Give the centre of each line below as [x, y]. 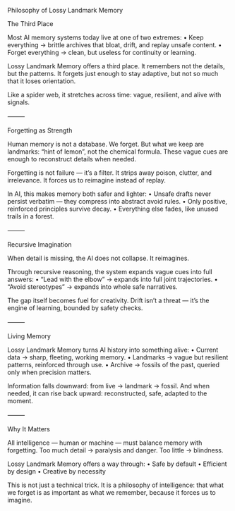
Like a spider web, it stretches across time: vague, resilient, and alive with [114, 95]
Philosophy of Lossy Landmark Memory [65, 10]
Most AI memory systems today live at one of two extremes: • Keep [106, 37]
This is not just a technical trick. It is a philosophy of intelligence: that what [115, 485]
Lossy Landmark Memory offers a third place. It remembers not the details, [116, 66]
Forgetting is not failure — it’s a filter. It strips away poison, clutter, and [110, 173]
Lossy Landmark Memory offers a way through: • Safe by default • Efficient [117, 464]
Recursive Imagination [40, 245]
